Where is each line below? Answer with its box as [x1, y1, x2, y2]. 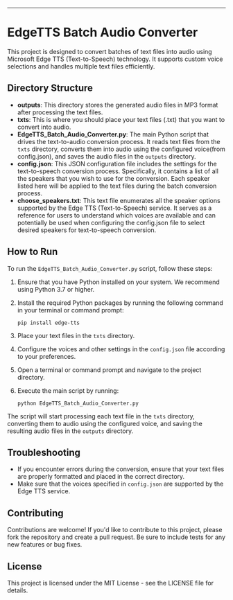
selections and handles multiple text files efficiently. [7, 62, 155, 70]
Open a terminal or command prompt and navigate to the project [17, 365, 202, 374]
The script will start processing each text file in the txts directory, [7, 412, 196, 420]
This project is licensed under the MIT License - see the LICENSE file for [7, 579, 214, 587]
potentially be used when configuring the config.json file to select [17, 218, 205, 227]
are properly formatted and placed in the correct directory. [17, 473, 185, 481]
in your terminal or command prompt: [17, 306, 124, 314]
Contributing [7, 507, 64, 519]
